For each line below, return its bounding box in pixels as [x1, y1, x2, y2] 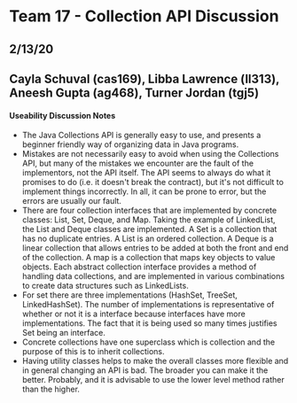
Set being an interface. [21, 328, 106, 338]
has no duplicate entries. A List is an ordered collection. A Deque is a [21, 233, 274, 244]
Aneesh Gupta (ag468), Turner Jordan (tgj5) [9, 85, 260, 100]
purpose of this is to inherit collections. [21, 346, 165, 357]
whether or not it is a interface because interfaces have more [21, 308, 246, 320]
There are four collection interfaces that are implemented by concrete [21, 205, 277, 216]
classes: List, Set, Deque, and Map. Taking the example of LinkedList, [21, 214, 277, 225]
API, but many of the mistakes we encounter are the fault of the [21, 158, 254, 169]
